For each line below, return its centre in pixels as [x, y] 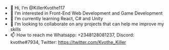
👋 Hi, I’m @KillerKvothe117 [37, 8]
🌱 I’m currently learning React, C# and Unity [57, 18]
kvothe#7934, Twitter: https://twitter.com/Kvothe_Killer [68, 42]
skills [16, 29]
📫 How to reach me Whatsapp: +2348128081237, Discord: [72, 35]
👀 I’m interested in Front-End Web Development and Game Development [86, 13]
